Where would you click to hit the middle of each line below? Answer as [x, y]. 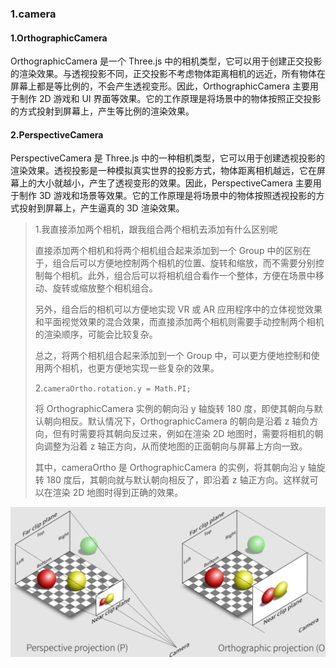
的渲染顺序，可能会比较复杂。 [96, 334]
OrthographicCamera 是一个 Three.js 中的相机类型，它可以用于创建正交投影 [166, 61]
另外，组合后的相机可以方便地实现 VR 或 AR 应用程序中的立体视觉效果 [178, 309]
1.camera [33, 14]
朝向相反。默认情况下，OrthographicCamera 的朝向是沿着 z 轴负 [176, 421]
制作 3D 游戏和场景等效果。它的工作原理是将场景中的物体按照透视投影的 [167, 196]
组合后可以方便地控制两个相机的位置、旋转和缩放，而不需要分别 [184, 263]
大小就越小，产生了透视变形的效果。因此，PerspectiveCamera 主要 [174, 183]
